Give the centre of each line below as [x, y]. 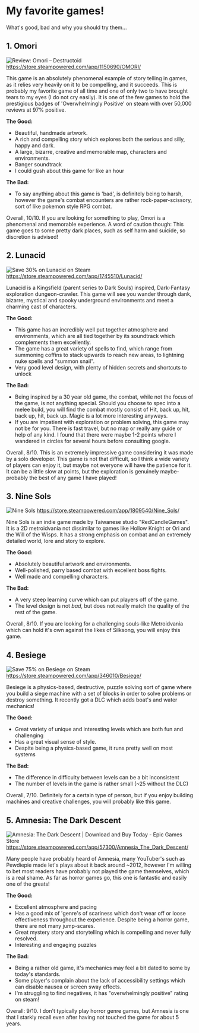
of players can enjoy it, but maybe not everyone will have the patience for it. [99, 465]
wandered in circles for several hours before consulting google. [92, 441]
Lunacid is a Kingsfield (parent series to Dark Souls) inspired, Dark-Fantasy [98, 288]
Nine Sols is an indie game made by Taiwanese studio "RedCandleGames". [97, 522]
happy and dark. [35, 145]
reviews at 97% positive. [36, 110]
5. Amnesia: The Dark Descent [64, 820]
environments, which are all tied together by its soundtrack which [95, 336]
